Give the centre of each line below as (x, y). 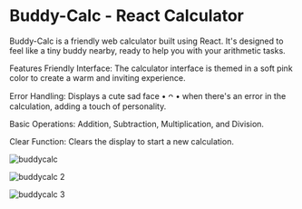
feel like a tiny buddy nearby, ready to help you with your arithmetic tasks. (147, 50)
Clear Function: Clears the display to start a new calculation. (122, 141)
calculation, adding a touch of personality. (88, 106)
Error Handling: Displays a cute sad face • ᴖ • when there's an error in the (148, 95)
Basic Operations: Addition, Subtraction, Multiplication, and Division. (137, 124)
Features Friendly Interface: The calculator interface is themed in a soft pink (151, 68)
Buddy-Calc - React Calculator (127, 16)
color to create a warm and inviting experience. (97, 77)
